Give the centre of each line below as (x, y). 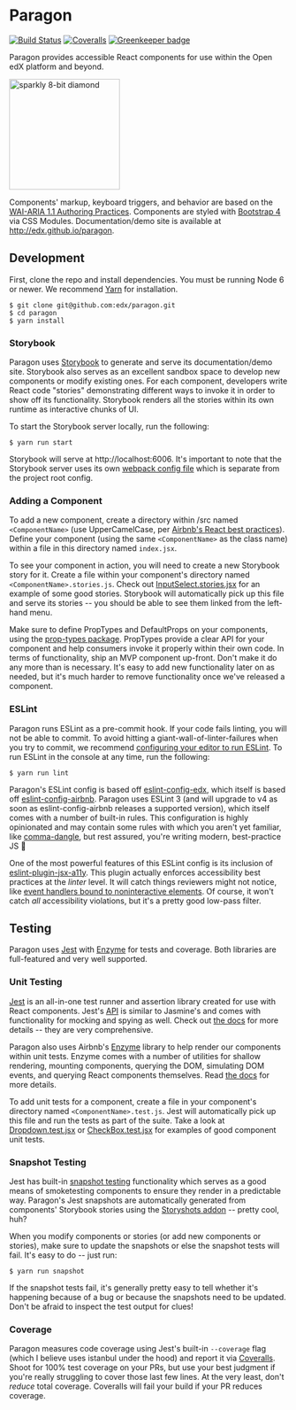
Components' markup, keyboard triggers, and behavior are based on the (141, 202)
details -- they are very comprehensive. (81, 1029)
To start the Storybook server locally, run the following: (109, 427)
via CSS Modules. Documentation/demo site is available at (115, 221)
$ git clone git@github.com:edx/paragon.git (92, 305)
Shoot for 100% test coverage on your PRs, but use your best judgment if (142, 1367)
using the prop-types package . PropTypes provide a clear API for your (137, 639)
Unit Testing (36, 982)
